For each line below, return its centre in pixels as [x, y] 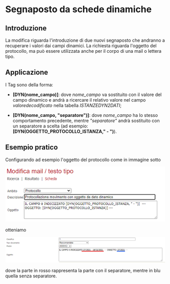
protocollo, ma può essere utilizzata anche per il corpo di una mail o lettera [83, 51]
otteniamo [16, 230]
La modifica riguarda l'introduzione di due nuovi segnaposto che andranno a [85, 40]
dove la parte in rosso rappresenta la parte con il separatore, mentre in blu [83, 271]
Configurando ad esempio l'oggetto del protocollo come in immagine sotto [83, 160]
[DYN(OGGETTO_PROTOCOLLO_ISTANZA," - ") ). [65, 131]
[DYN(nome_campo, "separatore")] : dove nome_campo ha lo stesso [85, 115]
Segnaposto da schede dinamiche [79, 9]
